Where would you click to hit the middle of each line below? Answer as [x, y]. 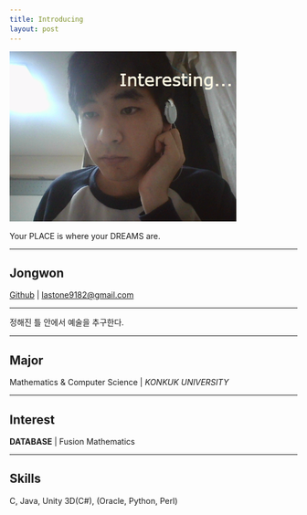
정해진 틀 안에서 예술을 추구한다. [67, 322]
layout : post [34, 29]
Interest [32, 420]
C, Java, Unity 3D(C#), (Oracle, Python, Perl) [94, 500]
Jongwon [37, 273]
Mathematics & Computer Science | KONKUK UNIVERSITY [119, 383]
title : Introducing [47, 19]
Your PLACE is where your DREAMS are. [85, 236]
